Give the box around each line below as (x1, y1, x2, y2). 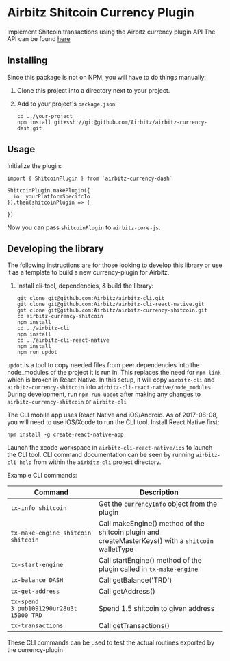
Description (139, 487, 179, 497)
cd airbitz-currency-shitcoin (16, 313, 104, 320)
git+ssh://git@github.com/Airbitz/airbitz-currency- (53, 119, 207, 126)
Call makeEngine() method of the (98, 519, 205, 529)
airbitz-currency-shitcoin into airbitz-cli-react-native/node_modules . (7, 383, 214, 391)
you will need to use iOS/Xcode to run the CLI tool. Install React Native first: (7, 418, 220, 426)
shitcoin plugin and (98, 527, 159, 537)
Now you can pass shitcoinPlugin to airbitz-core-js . (7, 223, 161, 231)
